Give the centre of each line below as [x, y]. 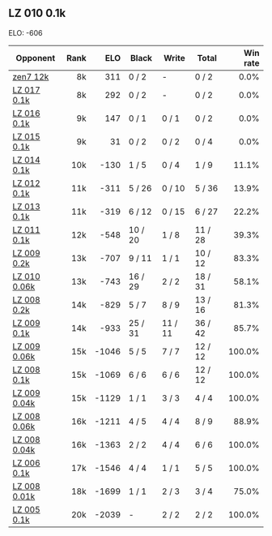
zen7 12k [31, 76]
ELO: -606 [25, 32]
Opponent [36, 58]
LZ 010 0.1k [37, 13]
